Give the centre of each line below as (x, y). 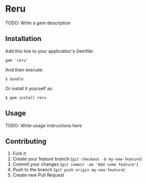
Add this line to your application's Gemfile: (49, 51)
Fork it (19, 154)
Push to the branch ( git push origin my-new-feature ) (69, 170)
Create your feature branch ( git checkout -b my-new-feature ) (77, 159)
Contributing (26, 141)
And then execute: (24, 69)
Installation (23, 39)
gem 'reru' (17, 60)
